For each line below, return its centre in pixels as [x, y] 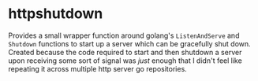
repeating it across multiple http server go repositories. [97, 68]
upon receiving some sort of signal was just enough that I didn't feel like [125, 61]
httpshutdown [56, 14]
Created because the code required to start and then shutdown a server [125, 52]
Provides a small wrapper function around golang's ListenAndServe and [124, 35]
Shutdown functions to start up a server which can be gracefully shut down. [129, 43]
